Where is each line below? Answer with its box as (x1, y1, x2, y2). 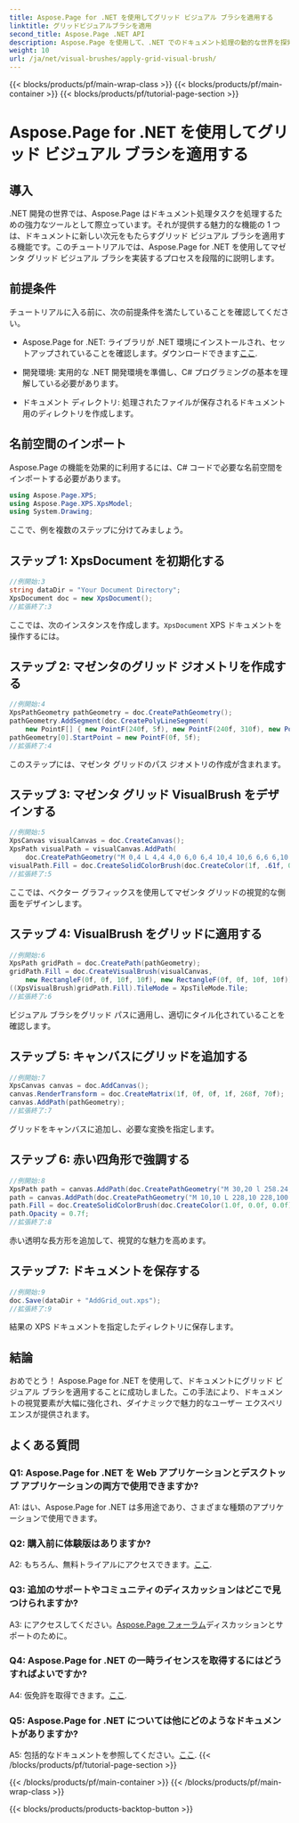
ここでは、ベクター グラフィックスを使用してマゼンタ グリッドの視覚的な (9, 887, 279, 897)
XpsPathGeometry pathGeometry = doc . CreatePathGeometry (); (9, 708, 233, 717)
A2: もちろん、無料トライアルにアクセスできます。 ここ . (9, 1559, 212, 1570)
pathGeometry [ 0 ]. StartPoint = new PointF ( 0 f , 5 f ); (9, 732, 201, 742)
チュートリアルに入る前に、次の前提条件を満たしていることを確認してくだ (9, 307, 282, 317)
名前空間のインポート (9, 437, 126, 452)
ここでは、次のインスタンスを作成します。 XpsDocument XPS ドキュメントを (9, 619, 283, 630)
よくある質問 (9, 1437, 80, 1452)
